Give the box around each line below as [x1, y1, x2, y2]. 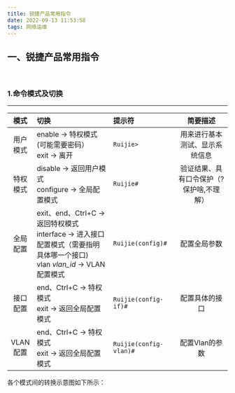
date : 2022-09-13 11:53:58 [7, 17, 86, 24]
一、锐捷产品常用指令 [7, 50, 99, 63]
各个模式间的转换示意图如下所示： [7, 378, 106, 387]
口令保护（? [185, 174, 225, 184]
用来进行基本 [180, 130, 222, 139]
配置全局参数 [180, 239, 222, 249]
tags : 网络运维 [7, 23, 48, 30]
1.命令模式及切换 [7, 89, 64, 99]
